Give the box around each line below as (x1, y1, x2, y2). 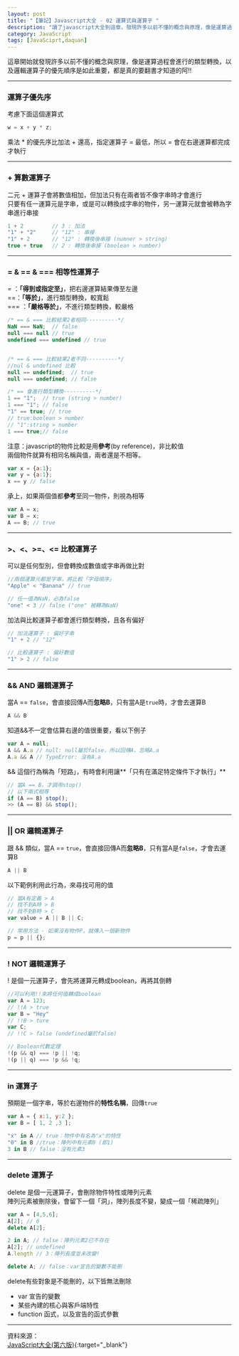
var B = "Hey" (7, 1010, 50, 1017)
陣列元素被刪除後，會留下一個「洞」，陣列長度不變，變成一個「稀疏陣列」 (7, 1197, 223, 1205)
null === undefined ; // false (7, 375, 97, 383)
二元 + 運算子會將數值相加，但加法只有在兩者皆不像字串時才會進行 (7, 190, 203, 199)
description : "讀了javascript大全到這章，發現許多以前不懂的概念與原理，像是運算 (7, 23, 227, 31)
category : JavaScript (7, 30, 72, 38)
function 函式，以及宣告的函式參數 (17, 1310, 119, 1318)
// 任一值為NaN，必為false (7, 595, 80, 602)
